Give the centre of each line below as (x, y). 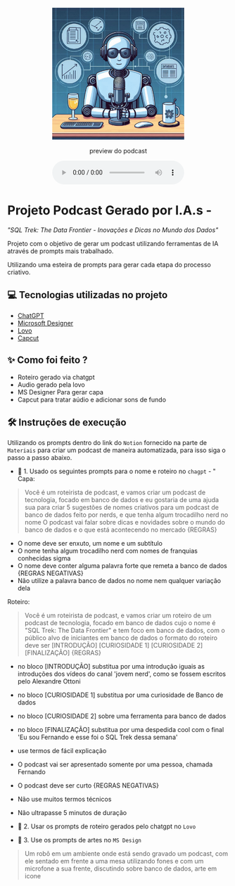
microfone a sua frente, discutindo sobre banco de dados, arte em (121, 868)
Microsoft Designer (45, 323)
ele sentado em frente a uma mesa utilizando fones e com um (114, 861)
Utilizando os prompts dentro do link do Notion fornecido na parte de (107, 443)
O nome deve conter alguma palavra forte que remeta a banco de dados (122, 566)
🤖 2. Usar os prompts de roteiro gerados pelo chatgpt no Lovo (107, 826)
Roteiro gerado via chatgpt (56, 377)
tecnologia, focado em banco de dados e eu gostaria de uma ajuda (122, 500)
